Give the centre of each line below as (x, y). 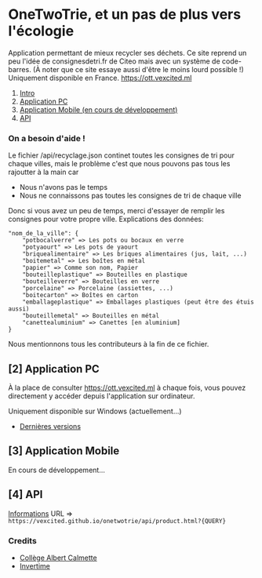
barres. (20, 69)
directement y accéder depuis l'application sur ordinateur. (102, 396)
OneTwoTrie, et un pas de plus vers (125, 15)
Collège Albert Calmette (58, 558)
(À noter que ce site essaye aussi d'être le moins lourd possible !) (138, 69)
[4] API (25, 494)
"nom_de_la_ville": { (44, 234)
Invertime (35, 565)
